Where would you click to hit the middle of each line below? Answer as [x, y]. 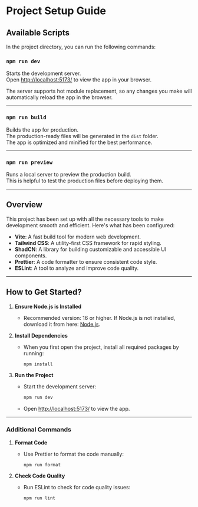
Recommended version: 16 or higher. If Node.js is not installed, [99, 318]
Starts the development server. [44, 73]
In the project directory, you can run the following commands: [81, 47]
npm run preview [29, 162]
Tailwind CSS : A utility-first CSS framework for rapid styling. [88, 243]
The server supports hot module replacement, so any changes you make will [99, 91]
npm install [38, 364]
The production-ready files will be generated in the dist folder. [82, 136]
